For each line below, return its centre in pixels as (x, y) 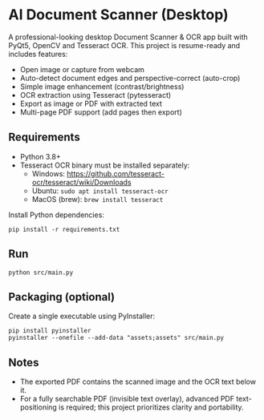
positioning (39, 407)
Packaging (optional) (61, 297)
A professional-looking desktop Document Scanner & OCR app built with (128, 37)
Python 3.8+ (41, 156)
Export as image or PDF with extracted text (91, 103)
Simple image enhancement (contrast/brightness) (102, 87)
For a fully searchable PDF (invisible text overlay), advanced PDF (127, 399)
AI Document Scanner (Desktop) (118, 15)
